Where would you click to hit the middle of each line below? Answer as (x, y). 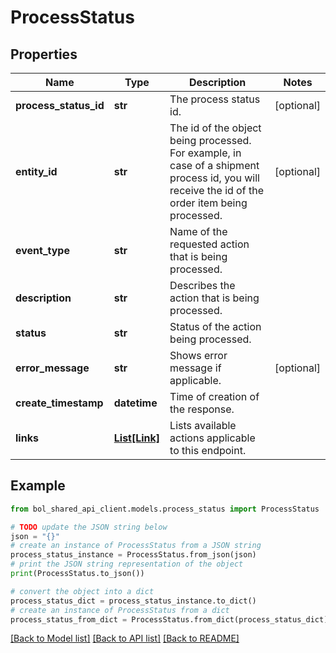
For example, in (205, 153)
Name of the (198, 231)
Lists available (203, 425)
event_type (42, 250)
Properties (44, 54)
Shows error (198, 355)
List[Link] (137, 438)
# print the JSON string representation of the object (127, 564)
